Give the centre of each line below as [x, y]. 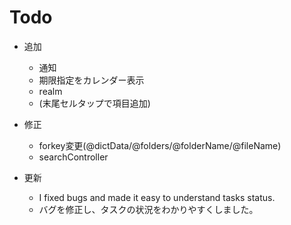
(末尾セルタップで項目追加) [94, 103]
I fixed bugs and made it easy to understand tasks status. [157, 197]
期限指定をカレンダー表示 [91, 80]
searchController [73, 157]
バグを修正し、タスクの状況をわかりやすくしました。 [148, 209]
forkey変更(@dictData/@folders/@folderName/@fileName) [160, 145]
